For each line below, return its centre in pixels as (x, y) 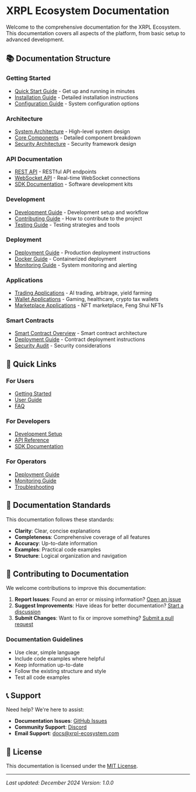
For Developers (28, 421)
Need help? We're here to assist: (45, 709)
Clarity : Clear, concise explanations (57, 531)
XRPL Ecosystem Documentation (88, 11)
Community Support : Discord (50, 727)
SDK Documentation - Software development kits (73, 184)
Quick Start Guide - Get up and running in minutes (75, 91)
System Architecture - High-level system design (72, 131)
